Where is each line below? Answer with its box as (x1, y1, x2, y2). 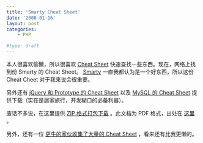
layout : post (6, 20, 40, 26)
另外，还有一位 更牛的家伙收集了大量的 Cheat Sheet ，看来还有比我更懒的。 (6, 130, 197, 137)
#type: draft (6, 43, 40, 49)
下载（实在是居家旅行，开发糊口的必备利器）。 (11, 96, 127, 104)
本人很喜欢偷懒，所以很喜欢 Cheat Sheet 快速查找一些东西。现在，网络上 (6, 61, 191, 68)
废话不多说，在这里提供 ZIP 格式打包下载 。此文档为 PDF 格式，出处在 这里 (6, 110, 195, 117)
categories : (6, 26, 37, 33)
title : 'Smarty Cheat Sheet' (6, 9, 81, 15)
